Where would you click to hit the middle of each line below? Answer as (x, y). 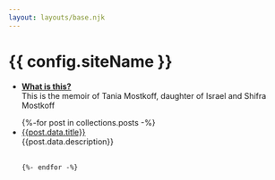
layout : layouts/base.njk (56, 17)
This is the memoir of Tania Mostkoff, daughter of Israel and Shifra (144, 95)
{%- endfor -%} (50, 167)
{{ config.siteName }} (90, 61)
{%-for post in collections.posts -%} (88, 122)
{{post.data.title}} (53, 132)
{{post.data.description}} (67, 141)
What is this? (46, 86)
